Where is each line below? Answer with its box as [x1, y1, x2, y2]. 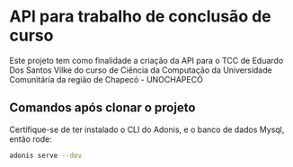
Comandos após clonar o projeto [9, 101, 196, 116]
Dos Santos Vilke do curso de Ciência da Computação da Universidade [9, 65, 272, 75]
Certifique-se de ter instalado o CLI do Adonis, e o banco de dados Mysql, [9, 124, 285, 135]
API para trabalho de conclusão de [9, 6, 271, 27]
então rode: [9, 133, 52, 145]
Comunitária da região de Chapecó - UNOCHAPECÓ [9, 74, 204, 84]
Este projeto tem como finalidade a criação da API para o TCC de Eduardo [9, 55, 284, 66]
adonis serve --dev [9, 151, 83, 160]
